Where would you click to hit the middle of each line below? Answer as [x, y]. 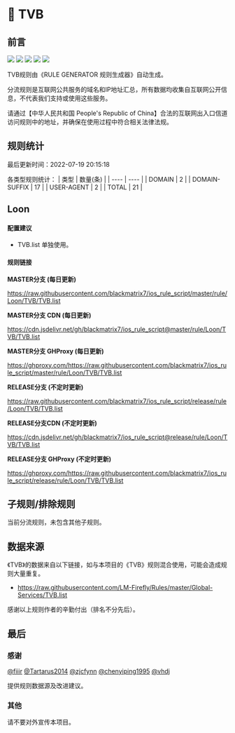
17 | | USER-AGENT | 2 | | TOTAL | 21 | [88, 187]
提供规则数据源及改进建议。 [47, 685]
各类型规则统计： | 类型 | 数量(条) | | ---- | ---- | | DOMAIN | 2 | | [99, 179]
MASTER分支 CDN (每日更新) [49, 315]
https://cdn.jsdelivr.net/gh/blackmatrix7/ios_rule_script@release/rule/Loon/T [117, 437]
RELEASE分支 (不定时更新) [45, 387]
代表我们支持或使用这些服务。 [69, 98]
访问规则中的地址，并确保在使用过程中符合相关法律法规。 [90, 122]
